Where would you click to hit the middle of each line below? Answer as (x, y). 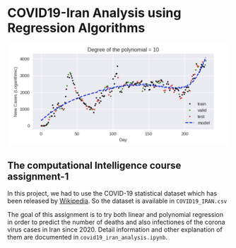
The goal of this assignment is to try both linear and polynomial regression (116, 215)
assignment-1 (38, 176)
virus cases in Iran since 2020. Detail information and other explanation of (115, 230)
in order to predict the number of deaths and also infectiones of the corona (116, 222)
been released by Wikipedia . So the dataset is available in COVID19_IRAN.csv (117, 201)
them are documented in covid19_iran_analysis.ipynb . (88, 237)
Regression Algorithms (76, 28)
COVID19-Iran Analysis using (94, 13)
